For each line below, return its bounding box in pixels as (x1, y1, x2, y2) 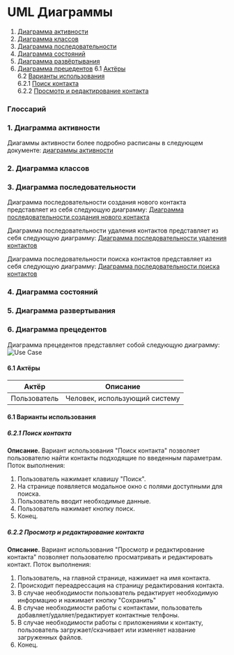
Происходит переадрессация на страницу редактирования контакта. (17, 581, 224, 590)
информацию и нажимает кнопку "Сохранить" (17, 596, 157, 605)
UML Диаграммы (7, 4, 114, 20)
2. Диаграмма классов (7, 163, 90, 173)
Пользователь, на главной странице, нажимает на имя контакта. (17, 574, 211, 582)
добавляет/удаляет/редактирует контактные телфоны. (17, 611, 180, 619)
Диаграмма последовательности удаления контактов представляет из (7, 226, 219, 235)
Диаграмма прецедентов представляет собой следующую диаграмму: (7, 340, 220, 349)
